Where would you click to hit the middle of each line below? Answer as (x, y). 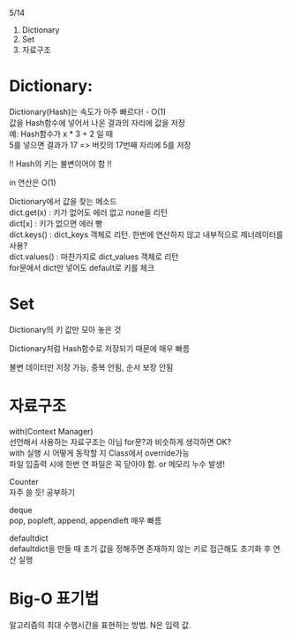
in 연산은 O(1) (33, 182)
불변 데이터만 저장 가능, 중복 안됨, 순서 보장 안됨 (91, 367)
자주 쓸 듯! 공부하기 (42, 492)
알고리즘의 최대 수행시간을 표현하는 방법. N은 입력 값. (100, 625)
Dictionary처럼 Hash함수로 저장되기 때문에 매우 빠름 (100, 348)
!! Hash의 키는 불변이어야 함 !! (60, 164)
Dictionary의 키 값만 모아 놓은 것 (65, 329)
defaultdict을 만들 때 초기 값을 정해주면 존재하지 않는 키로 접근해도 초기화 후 (140, 549)
